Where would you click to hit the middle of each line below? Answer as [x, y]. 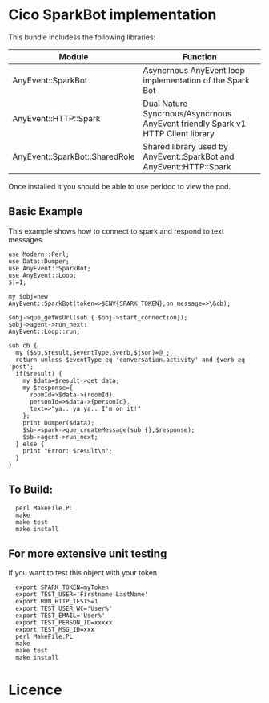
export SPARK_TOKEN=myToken [62, 587]
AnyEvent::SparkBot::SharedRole [74, 156]
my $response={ [48, 388]
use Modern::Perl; [39, 254]
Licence [35, 690]
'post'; [21, 367]
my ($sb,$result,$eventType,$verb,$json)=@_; [93, 352]
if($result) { [39, 374]
